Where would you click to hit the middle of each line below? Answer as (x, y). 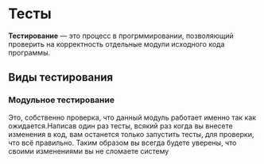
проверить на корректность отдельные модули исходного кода (116, 44)
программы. (29, 52)
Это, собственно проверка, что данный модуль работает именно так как (132, 117)
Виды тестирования (61, 77)
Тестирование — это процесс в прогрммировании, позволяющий (121, 36)
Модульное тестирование (62, 100)
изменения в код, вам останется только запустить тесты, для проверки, (131, 134)
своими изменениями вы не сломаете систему (89, 151)
